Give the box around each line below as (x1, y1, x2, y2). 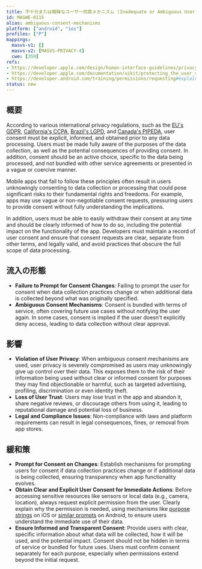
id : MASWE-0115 (6, 14, 44, 20)
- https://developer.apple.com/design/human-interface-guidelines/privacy (6, 64, 198, 71)
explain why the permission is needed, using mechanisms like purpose (14, 505, 191, 513)
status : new (6, 82, 36, 88)
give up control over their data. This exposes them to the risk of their (14, 368, 185, 375)
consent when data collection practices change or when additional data (14, 288, 192, 295)
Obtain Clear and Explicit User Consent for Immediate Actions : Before (14, 486, 192, 493)
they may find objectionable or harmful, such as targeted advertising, (14, 381, 186, 388)
